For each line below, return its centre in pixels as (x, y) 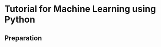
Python (20, 20)
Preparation (23, 38)
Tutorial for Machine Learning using (80, 9)
